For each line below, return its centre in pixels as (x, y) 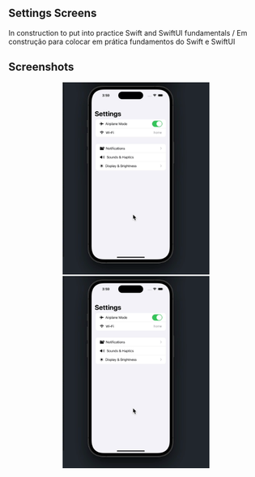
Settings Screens (53, 13)
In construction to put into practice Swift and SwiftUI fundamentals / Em (128, 32)
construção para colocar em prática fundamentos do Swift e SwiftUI (122, 41)
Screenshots (41, 67)
